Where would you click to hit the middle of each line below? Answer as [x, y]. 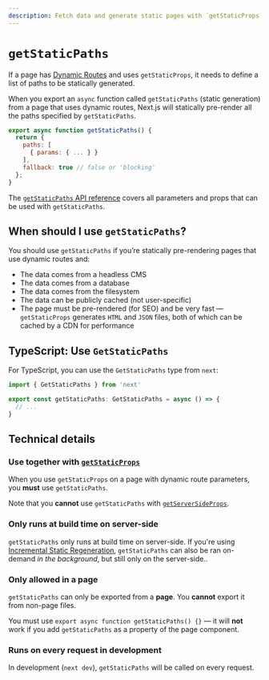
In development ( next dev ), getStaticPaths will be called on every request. [131, 668]
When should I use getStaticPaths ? [97, 231]
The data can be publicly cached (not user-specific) [106, 300]
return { [30, 138]
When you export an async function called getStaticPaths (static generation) [134, 99]
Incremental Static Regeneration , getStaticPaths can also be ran [115, 550]
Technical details [52, 439]
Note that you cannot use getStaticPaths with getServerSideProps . [119, 503]
